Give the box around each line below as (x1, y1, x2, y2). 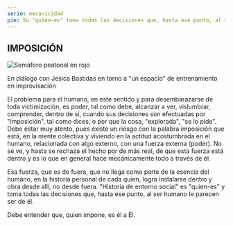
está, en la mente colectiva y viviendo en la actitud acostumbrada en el (7, 132, 210, 140)
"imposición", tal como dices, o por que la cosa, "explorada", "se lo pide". (7, 118, 217, 126)
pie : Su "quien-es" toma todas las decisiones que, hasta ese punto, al (7, 17, 222, 24)
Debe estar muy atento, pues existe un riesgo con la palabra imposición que (7, 124, 225, 133)
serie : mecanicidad (7, 10, 64, 17)
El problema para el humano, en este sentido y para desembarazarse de (7, 95, 214, 104)
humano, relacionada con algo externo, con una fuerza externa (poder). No (7, 140, 222, 148)
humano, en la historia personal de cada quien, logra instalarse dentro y (7, 175, 213, 184)
